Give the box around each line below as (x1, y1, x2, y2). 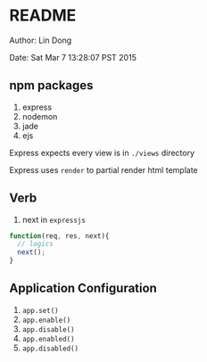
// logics (17, 240, 54, 249)
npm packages (9, 78, 94, 94)
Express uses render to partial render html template (9, 164, 198, 175)
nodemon (21, 111, 58, 121)
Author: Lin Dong (9, 35, 72, 45)
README (9, 5, 77, 26)
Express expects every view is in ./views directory (9, 147, 195, 158)
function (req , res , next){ (9, 231, 110, 241)
